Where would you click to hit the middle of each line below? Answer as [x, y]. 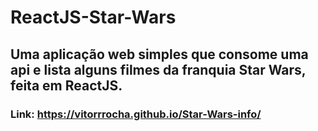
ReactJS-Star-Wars [93, 17]
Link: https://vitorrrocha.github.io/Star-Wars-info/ [136, 114]
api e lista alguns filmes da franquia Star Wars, [158, 69]
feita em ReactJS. [66, 85]
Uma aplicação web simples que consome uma [159, 54]
